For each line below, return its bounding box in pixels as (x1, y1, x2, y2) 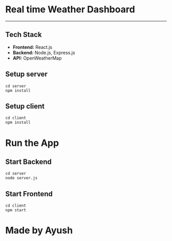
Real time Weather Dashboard (5, 4, 135, 15)
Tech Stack (5, 30, 42, 39)
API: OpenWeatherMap (12, 55, 62, 61)
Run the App (5, 137, 59, 149)
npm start (5, 208, 27, 213)
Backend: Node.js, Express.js (12, 49, 75, 55)
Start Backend (5, 157, 52, 166)
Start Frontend (5, 189, 53, 198)
